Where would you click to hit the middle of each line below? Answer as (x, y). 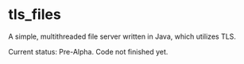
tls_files (35, 15)
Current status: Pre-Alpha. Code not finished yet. (88, 51)
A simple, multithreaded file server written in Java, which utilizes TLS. (122, 36)
